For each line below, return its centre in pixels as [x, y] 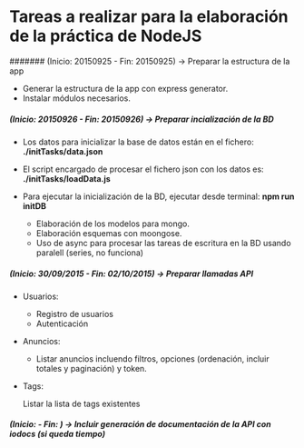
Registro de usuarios [74, 314]
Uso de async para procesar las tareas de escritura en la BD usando [164, 243]
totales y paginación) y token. [91, 368]
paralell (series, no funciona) [89, 253]
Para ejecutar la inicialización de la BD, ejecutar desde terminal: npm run [158, 196]
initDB [34, 205]
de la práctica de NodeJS [106, 36]
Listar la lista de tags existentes [81, 403]
